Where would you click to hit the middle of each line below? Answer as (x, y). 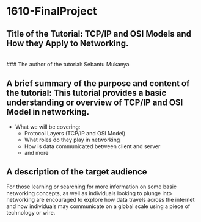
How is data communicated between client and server (92, 146)
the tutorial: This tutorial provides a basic (86, 93)
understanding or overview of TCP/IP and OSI (95, 103)
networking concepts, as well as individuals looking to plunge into (89, 193)
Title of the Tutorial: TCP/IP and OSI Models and (99, 34)
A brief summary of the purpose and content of (98, 84)
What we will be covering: (48, 127)
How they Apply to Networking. (68, 43)
